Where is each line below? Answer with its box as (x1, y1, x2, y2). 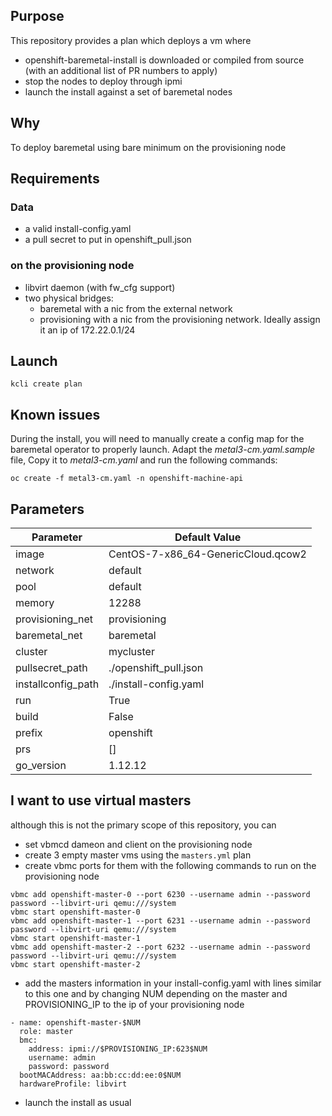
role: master (19, 1026, 74, 1036)
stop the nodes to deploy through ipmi (24, 75, 183, 87)
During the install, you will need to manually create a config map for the (10, 433, 305, 445)
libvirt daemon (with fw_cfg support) (24, 281, 176, 293)
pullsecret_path (15, 661, 88, 675)
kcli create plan (10, 379, 83, 389)
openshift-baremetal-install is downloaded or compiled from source (24, 54, 305, 66)
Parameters (10, 500, 85, 518)
